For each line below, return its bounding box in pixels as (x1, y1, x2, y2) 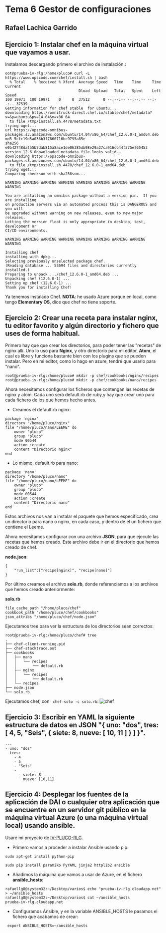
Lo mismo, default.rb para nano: (12, 460, 79, 466)
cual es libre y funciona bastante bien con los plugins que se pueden (5, 353, 146, 359)
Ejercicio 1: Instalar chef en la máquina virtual (5, 40, 149, 48)
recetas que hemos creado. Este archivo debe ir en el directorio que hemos (5, 539, 160, 545)
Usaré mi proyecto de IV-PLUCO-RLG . (5, 835, 83, 841)
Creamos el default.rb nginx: (12, 407, 71, 413)
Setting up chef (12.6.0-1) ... (5, 281, 72, 286)
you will (5, 206, 23, 212)
